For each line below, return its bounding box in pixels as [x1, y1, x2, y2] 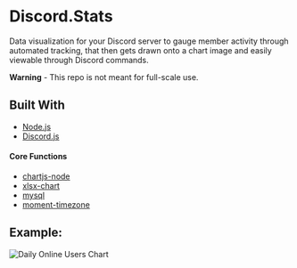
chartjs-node [21, 171, 70, 182]
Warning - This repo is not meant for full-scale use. [9, 71, 199, 82]
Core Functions [9, 151, 68, 162]
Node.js [21, 121, 52, 132]
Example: [9, 225, 62, 240]
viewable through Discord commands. [9, 54, 149, 65]
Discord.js [21, 131, 60, 142]
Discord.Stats [9, 6, 113, 27]
